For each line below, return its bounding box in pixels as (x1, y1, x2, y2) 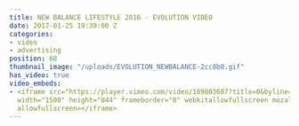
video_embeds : (9, 79, 62, 88)
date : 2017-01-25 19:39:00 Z (9, 21, 117, 30)
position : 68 (9, 54, 58, 63)
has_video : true (9, 71, 69, 80)
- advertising (9, 46, 62, 55)
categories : (9, 29, 53, 38)
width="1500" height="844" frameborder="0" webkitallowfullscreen (17, 95, 269, 105)
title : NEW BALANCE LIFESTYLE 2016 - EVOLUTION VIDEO (9, 12, 214, 22)
